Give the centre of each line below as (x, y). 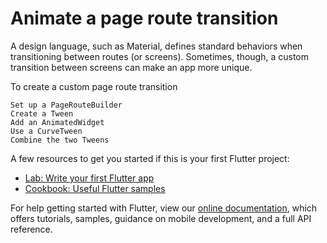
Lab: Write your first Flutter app (89, 178)
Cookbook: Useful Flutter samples (95, 188)
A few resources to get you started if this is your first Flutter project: (150, 158)
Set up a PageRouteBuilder (66, 105)
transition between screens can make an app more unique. (131, 67)
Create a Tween (42, 113)
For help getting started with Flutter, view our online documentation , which (164, 208)
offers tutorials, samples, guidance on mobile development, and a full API (161, 218)
